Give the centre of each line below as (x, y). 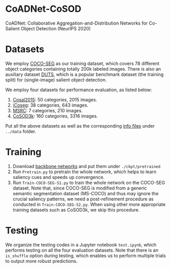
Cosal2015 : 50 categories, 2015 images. (55, 99)
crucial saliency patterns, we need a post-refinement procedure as (83, 199)
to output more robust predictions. (41, 261)
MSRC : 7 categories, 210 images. (48, 110)
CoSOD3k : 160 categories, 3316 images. (55, 116)
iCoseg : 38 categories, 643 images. (50, 105)
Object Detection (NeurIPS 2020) (56, 28)
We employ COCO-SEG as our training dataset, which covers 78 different (82, 63)
